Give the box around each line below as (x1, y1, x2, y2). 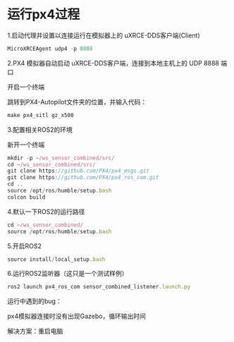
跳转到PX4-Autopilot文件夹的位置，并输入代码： (7, 97, 147, 106)
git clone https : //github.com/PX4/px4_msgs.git (7, 167, 150, 175)
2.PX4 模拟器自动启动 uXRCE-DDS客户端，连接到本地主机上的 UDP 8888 (7, 59, 220, 67)
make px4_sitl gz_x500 (7, 111, 74, 118)
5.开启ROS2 (7, 241, 42, 250)
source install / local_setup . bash (7, 255, 106, 263)
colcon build (7, 193, 46, 201)
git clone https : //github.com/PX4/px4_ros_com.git (7, 174, 159, 181)
